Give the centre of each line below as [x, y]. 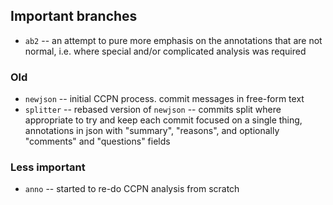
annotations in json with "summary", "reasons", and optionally [152, 131]
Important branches [74, 16]
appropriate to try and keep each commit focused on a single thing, [163, 120]
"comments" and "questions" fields [97, 141]
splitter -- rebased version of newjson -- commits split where [153, 110]
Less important [48, 167]
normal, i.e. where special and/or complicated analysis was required [165, 51]
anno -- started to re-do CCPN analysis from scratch [132, 189]
